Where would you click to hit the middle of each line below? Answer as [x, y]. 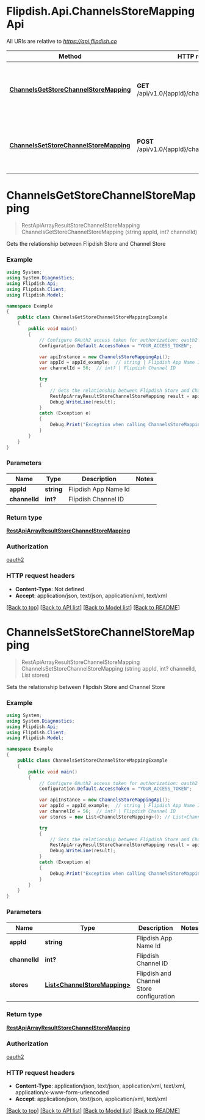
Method [70, 56]
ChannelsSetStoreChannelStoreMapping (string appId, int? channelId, [109, 668]
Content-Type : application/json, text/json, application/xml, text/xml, [100, 1086]
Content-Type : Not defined [49, 589]
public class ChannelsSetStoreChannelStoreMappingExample [92, 761]
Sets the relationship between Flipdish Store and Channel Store [86, 687]
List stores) [35, 675]
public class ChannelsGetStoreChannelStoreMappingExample [92, 317]
